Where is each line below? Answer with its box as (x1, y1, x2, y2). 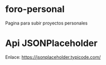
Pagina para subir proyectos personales (5, 20, 88, 26)
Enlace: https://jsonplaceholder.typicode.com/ (5, 54, 101, 60)
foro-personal (5, 3, 65, 15)
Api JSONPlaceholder (5, 37, 98, 49)
